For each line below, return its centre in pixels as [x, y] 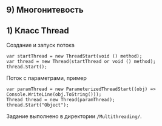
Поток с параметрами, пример [46, 78]
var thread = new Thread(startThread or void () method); [81, 62]
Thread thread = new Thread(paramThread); [61, 100]
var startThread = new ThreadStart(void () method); [74, 56]
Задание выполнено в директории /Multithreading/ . [74, 116]
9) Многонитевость [45, 10]
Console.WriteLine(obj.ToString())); [54, 94]
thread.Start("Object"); [38, 105]
